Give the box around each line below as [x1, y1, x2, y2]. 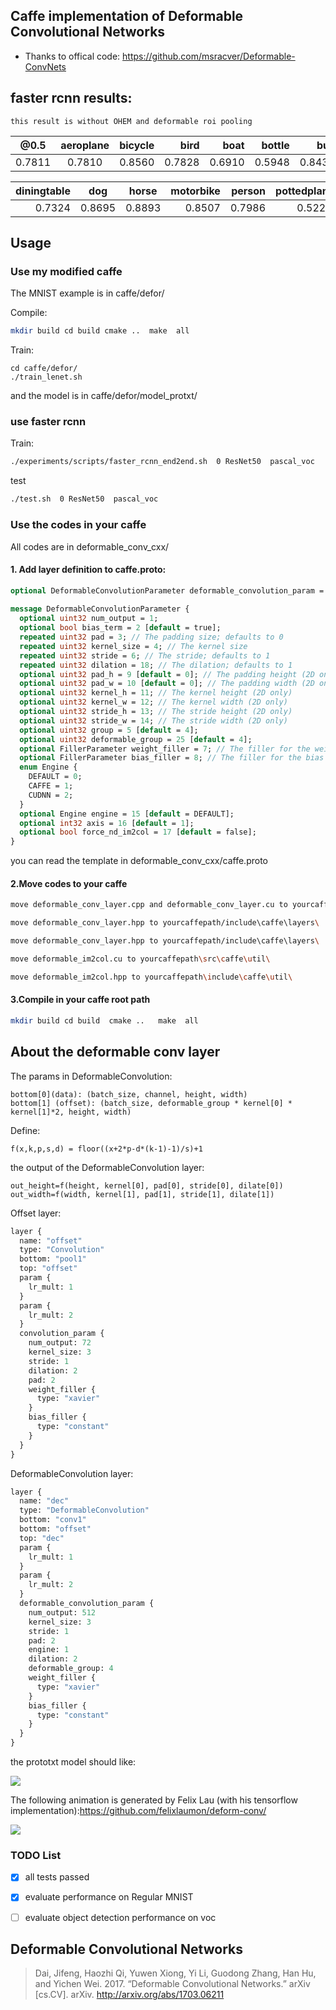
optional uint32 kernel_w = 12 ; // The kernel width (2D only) [19, 697, 288, 708]
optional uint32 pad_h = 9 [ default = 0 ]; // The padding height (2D [19, 669, 315, 679]
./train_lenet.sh [10, 372, 83, 383]
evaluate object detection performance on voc [24, 1911, 217, 1923]
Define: [10, 1124, 41, 1136]
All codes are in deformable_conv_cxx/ [10, 540, 170, 553]
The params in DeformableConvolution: [10, 1070, 173, 1082]
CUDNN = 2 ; [28, 790, 74, 800]
